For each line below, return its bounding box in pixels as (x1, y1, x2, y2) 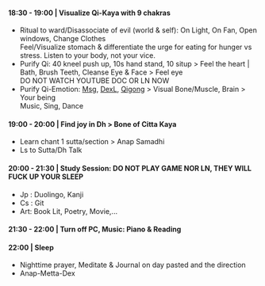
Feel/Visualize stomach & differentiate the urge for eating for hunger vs (19, 42, 252, 52)
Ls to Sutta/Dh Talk (19, 145, 83, 155)
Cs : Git (19, 198, 44, 208)
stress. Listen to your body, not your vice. (19, 51, 156, 60)
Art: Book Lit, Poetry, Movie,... (19, 206, 117, 215)
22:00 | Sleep (8, 242, 54, 252)
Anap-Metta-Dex (19, 269, 75, 278)
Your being (19, 93, 56, 102)
